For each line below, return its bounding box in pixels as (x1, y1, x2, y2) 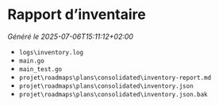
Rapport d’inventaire (7, 6, 146, 24)
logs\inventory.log (18, 48, 84, 56)
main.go (18, 57, 44, 65)
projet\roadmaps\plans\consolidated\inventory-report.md (18, 74, 212, 81)
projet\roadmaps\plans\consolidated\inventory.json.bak (18, 90, 208, 98)
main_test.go (18, 65, 63, 73)
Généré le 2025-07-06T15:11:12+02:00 (7, 32, 134, 41)
